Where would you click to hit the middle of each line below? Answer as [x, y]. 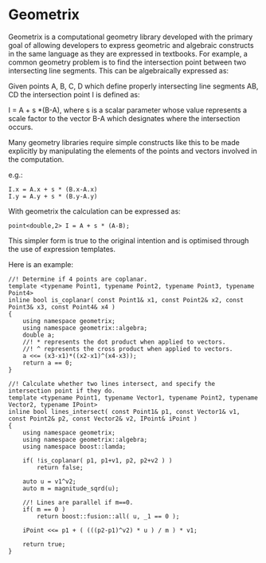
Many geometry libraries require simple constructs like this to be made [124, 142]
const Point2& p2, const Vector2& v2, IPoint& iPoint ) [103, 419]
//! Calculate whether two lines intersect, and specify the [112, 384]
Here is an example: [41, 264]
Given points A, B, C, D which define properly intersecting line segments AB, [133, 86]
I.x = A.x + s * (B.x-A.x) [53, 189]
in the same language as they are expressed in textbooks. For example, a [128, 53]
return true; [44, 544]
